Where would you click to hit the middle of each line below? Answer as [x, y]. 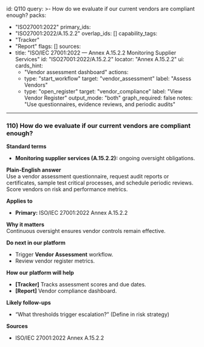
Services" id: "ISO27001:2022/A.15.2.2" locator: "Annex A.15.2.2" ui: [100, 59]
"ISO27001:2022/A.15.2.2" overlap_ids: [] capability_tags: [86, 33]
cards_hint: [29, 66]
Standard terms [26, 147]
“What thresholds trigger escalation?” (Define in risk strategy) [92, 314]
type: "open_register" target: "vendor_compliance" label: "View [103, 91]
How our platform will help [40, 273]
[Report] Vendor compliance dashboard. [66, 291]
